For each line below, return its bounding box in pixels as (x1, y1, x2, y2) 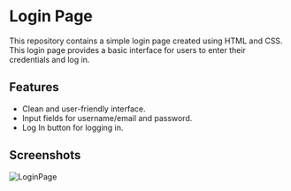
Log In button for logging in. (21, 122, 124, 133)
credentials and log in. (9, 54, 90, 65)
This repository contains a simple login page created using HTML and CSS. (9, 35, 283, 46)
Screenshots (9, 148, 81, 163)
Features (9, 80, 59, 95)
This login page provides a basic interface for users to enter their (9, 44, 246, 55)
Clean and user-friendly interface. (21, 103, 146, 114)
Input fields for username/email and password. (21, 112, 193, 123)
